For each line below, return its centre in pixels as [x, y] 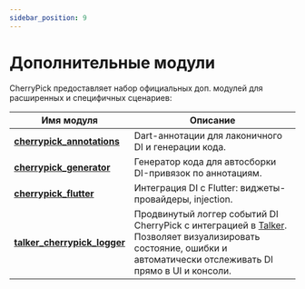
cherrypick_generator [62, 167]
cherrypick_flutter [54, 194]
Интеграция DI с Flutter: [186, 187]
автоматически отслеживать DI [204, 259]
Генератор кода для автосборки [205, 162]
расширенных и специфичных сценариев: [91, 97]
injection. [213, 199]
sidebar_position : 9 [49, 18]
